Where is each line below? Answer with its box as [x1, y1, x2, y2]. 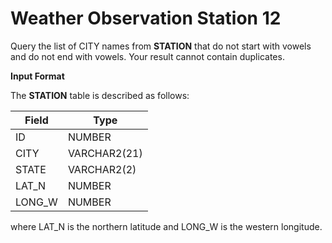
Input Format [10, 70, 65, 82]
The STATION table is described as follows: [10, 89, 190, 101]
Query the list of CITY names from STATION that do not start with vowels [10, 40, 312, 52]
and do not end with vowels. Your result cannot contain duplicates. [10, 50, 285, 62]
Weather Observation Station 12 [10, 7, 282, 30]
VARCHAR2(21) [67, 146, 143, 160]
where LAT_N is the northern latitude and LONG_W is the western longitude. [10, 220, 323, 232]
